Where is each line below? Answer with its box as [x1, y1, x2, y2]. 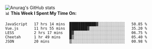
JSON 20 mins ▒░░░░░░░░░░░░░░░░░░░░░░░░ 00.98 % [5, 39, 148, 44]
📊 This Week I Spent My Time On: [5, 10, 77, 16]
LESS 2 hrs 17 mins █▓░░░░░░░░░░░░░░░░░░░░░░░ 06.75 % [5, 30, 148, 35]
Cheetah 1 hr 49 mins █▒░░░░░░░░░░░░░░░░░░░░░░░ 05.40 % [5, 35, 148, 40]
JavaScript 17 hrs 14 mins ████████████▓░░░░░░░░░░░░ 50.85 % [5, 22, 148, 27]
